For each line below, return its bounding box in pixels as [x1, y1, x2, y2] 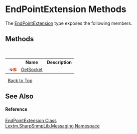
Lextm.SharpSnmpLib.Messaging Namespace [5, 122, 100, 129]
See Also [5, 92, 34, 101]
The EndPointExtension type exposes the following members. [5, 20, 132, 26]
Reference [5, 106, 28, 112]
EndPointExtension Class [5, 117, 57, 123]
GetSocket [21, 66, 43, 73]
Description [47, 59, 72, 65]
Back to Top [7, 78, 33, 84]
